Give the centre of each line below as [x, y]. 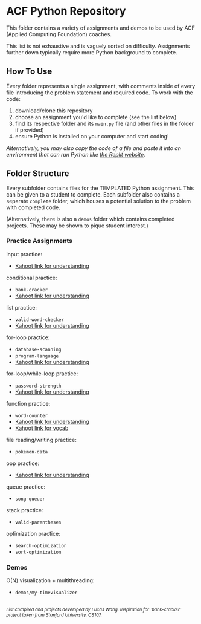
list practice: [22, 307]
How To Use [29, 72]
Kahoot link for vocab [42, 428]
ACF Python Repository [66, 11]
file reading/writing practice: [42, 440]
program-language [37, 356]
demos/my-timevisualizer [46, 593]
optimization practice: [33, 533]
